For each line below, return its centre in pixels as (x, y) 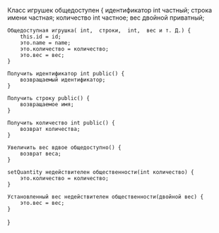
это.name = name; (46, 43)
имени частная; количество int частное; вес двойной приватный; (106, 18)
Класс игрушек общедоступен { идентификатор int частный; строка (110, 10)
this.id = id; (41, 37)
